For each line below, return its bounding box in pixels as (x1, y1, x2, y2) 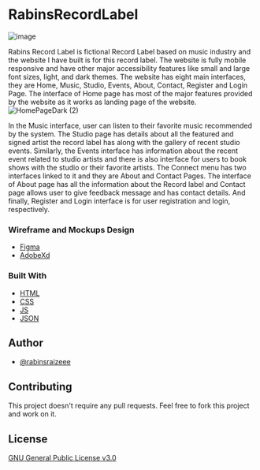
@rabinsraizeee (19, 357, 71, 367)
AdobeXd (19, 251, 50, 260)
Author (8, 336, 43, 349)
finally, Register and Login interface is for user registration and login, (8, 196, 231, 206)
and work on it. (8, 409, 57, 419)
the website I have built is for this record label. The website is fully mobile (8, 55, 247, 65)
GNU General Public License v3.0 (8, 453, 117, 462)
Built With (8, 270, 47, 282)
